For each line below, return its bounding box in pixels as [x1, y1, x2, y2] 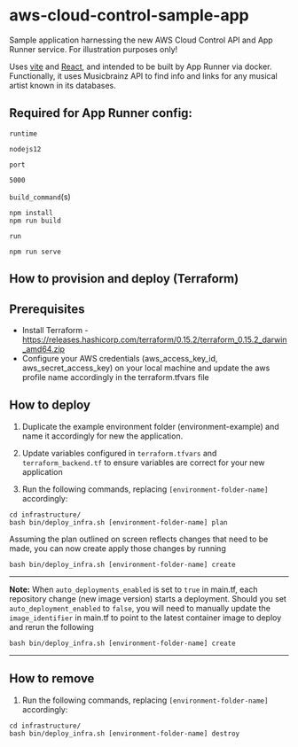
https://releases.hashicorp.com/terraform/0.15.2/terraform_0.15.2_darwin [21, 334, 287, 345]
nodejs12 [9, 144, 42, 153]
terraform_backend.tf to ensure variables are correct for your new [21, 457, 265, 468]
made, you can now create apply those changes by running [9, 542, 226, 554]
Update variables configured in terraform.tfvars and [21, 447, 217, 458]
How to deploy [9, 398, 91, 413]
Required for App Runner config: [9, 105, 193, 121]
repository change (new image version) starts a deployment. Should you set [9, 593, 286, 603]
